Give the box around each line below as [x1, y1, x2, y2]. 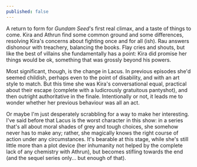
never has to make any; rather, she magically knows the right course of [6, 129, 179, 136]
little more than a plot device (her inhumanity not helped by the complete [6, 142, 183, 149]
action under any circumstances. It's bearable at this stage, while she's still [6, 135, 189, 142]
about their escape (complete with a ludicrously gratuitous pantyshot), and [6, 86, 188, 93]
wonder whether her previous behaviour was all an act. [6, 99, 140, 106]
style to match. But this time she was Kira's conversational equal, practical [6, 80, 187, 87]
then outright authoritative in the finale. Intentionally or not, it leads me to [6, 93, 183, 100]
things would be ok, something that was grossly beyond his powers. [6, 56, 172, 63]
